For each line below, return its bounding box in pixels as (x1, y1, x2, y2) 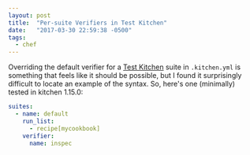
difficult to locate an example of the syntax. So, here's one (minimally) (8, 79, 235, 89)
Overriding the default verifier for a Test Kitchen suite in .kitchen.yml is (8, 62, 241, 72)
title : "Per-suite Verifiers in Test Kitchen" (8, 19, 168, 27)
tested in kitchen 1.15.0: (8, 87, 84, 97)
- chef (15, 41, 37, 49)
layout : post (8, 11, 51, 20)
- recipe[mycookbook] (28, 124, 101, 132)
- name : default (15, 110, 69, 118)
